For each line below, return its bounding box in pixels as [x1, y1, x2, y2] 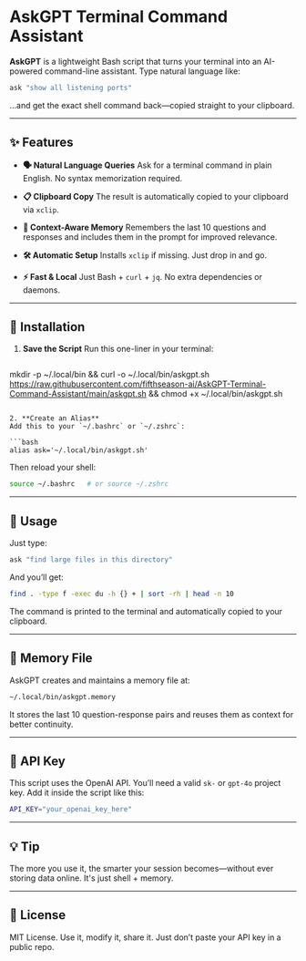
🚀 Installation [9, 319, 86, 335]
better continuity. [9, 718, 74, 729]
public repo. [9, 941, 55, 952]
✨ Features [9, 135, 74, 150]
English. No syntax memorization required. [22, 172, 183, 183]
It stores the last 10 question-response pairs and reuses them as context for [9, 708, 294, 719]
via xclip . [22, 203, 59, 215]
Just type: [9, 538, 47, 549]
